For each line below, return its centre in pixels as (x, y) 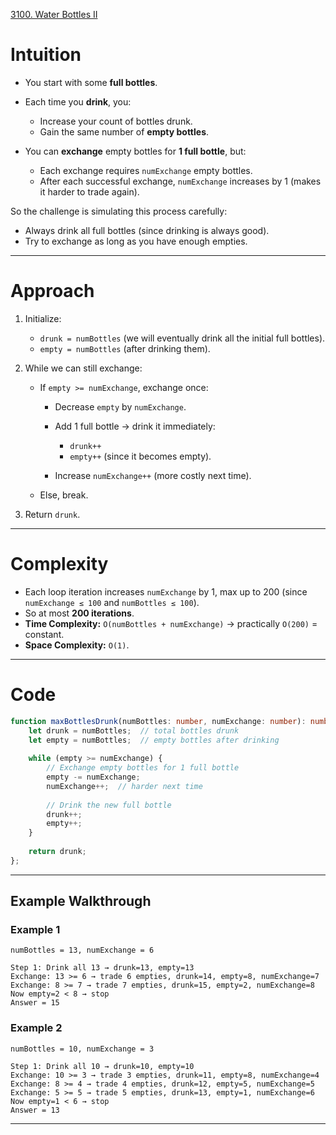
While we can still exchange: (83, 368)
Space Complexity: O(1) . (77, 645)
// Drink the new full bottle (109, 805)
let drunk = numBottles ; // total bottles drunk (134, 730)
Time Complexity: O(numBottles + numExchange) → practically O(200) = (171, 623)
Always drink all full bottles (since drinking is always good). (147, 230)
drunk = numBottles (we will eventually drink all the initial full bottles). (182, 338)
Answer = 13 (35, 1110)
